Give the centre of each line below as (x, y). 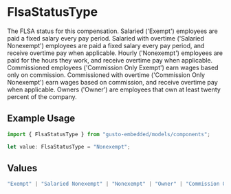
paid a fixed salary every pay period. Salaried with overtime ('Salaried (106, 38)
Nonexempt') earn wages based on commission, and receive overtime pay (112, 82)
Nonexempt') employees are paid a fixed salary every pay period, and (106, 45)
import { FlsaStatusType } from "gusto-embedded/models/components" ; (109, 134)
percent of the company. (42, 96)
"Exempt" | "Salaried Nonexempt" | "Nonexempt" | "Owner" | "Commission (113, 184)
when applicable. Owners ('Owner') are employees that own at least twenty (114, 89)
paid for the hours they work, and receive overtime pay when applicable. (110, 60)
